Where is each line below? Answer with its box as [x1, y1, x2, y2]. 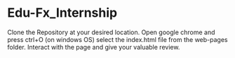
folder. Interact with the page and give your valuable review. [7, 43, 180, 51]
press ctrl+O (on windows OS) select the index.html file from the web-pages [7, 35, 228, 43]
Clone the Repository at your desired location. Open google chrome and [7, 28, 215, 36]
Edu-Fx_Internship [7, 5, 118, 21]
